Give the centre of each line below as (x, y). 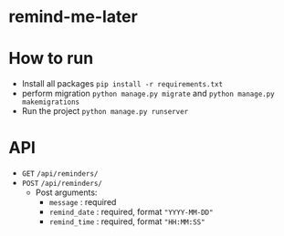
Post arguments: (66, 192)
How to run (51, 59)
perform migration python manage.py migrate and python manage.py (148, 94)
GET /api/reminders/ (60, 174)
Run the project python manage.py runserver (105, 111)
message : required (83, 202)
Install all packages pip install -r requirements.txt (122, 84)
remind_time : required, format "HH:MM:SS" (127, 221)
